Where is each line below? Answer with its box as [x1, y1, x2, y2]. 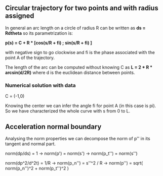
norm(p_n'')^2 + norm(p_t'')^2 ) [5, 165, 69, 171]
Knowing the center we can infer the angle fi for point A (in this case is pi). [5, 103, 157, 109]
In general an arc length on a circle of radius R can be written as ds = [5, 25, 146, 31]
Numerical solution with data [5, 82, 76, 89]
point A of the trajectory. [5, 55, 55, 60]
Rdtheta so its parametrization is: [5, 30, 73, 36]
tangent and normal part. [5, 141, 56, 147]
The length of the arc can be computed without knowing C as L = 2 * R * [5, 64, 153, 70]
